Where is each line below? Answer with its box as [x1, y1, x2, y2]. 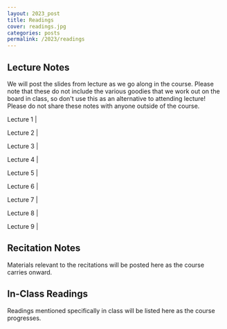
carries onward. [7, 267, 53, 276]
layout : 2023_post [7, 10, 60, 17]
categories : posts [7, 29, 60, 37]
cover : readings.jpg [7, 23, 67, 30]
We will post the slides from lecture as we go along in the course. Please [7, 79, 215, 88]
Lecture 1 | [7, 115, 37, 123]
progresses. [7, 314, 42, 322]
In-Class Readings [7, 288, 89, 300]
